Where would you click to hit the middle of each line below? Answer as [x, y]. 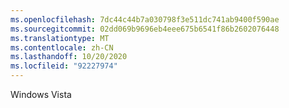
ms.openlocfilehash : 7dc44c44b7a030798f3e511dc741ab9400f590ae [145, 19]
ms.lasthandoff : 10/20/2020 [69, 57]
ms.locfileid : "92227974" [64, 66]
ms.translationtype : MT [60, 38]
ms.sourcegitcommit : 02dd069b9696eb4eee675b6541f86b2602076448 [145, 29]
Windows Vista [41, 94]
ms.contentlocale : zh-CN [62, 47]
